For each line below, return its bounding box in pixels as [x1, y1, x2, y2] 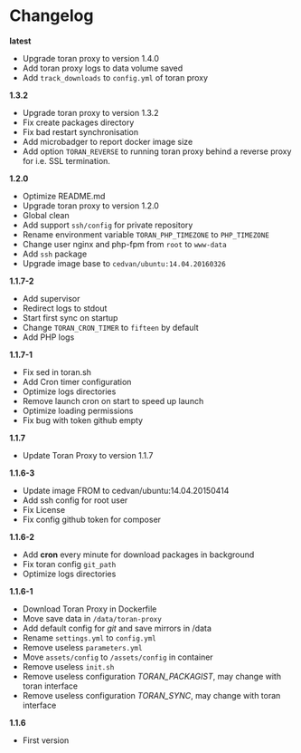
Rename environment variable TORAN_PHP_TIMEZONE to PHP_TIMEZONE [22, 228, 269, 240]
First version [22, 735, 70, 746]
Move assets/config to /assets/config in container [22, 652, 214, 662]
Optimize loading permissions [22, 405, 134, 416]
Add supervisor [22, 293, 80, 304]
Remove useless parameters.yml [22, 642, 143, 652]
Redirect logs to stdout [22, 303, 108, 314]
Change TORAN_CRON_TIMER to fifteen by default [22, 322, 199, 333]
